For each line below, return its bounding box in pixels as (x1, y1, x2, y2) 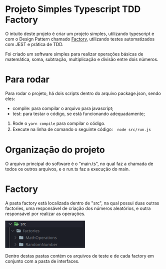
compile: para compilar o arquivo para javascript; (12, 105, 113, 111)
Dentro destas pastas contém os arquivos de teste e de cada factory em (5, 252, 154, 258)
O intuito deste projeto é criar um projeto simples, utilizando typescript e (5, 30, 154, 36)
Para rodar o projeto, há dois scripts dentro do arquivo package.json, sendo (5, 90, 161, 96)
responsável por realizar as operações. (5, 210, 86, 216)
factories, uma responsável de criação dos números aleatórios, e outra (5, 205, 151, 211)
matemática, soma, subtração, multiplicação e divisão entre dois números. (5, 56, 158, 62)
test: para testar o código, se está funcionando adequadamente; (12, 110, 145, 116)
